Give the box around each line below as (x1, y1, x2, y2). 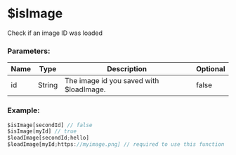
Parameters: (7, 46, 51, 56)
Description (107, 64, 147, 74)
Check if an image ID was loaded (7, 29, 103, 37)
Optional (195, 64, 225, 74)
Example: (7, 105, 40, 115)
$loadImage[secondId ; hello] (7, 135, 90, 142)
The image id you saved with (64, 76, 159, 86)
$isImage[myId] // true (7, 128, 77, 135)
